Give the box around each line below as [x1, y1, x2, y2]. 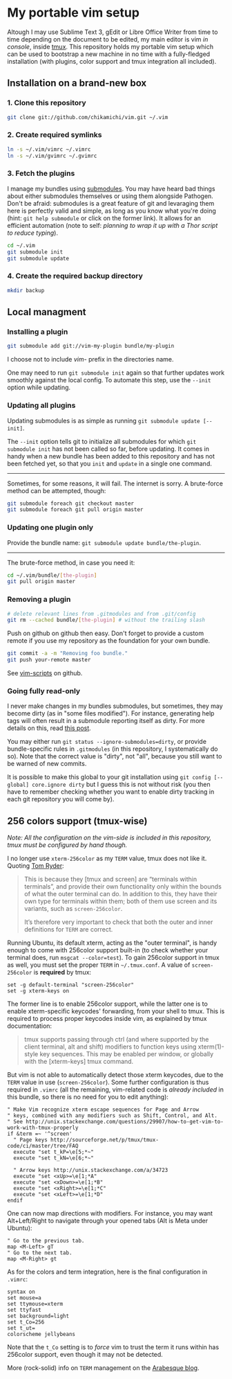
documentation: [7, 1022, 52, 1030]
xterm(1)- [197, 1042, 224, 1051]
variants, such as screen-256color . [23, 905, 123, 913]
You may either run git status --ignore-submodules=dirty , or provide [7, 738, 207, 746]
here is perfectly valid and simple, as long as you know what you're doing [7, 206, 216, 215]
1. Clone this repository [7, 98, 86, 108]
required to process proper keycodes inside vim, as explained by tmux [7, 1015, 207, 1023]
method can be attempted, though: [7, 486, 106, 495]
